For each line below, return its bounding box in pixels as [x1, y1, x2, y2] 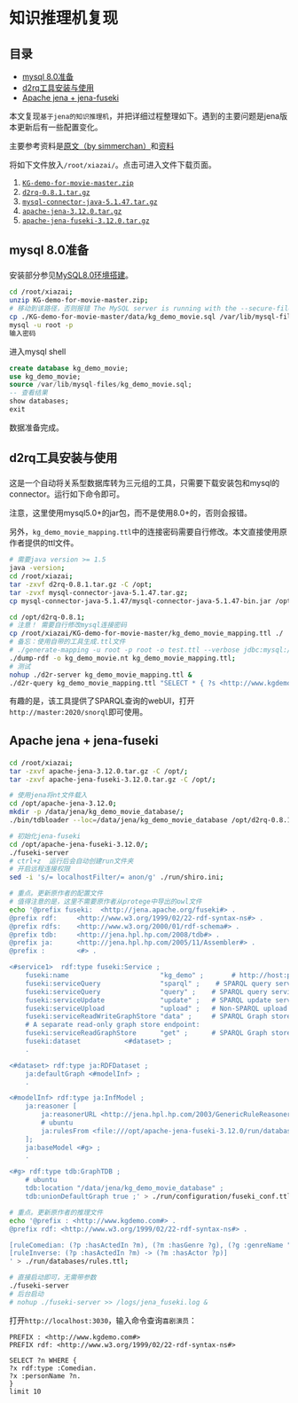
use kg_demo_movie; [9, 372, 82, 381]
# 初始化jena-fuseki [9, 831, 82, 841]
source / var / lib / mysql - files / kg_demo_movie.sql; [9, 380, 192, 389]
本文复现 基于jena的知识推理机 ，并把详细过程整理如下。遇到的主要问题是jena [9, 111, 280, 121]
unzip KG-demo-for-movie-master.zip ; [9, 296, 149, 305]
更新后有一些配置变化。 [16, 121, 103, 132]
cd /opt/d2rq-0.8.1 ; [9, 613, 86, 622]
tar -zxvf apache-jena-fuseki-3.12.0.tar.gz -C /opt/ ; [9, 775, 216, 784]
